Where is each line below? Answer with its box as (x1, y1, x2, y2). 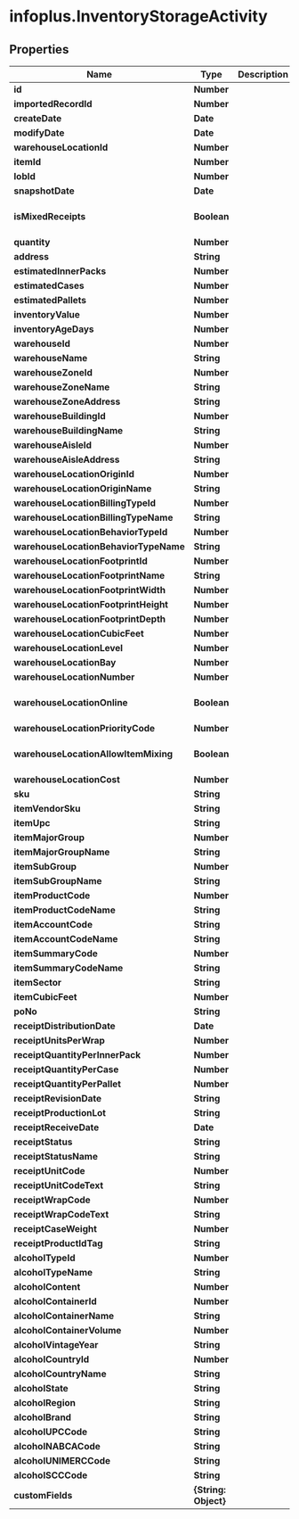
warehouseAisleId (13, 439, 92, 451)
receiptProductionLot (13, 1107, 107, 1119)
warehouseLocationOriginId (13, 468, 135, 480)
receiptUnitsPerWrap (13, 1035, 105, 1046)
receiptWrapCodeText (13, 1209, 109, 1220)
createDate (13, 112, 62, 124)
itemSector (13, 977, 62, 988)
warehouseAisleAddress (13, 453, 120, 466)
